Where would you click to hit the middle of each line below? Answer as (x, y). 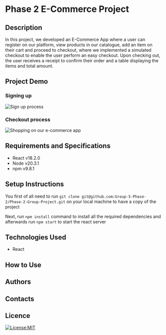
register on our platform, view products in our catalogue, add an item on (79, 45)
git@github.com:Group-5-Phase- (114, 197)
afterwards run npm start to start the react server (56, 222)
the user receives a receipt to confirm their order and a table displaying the (82, 60)
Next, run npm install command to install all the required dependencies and (83, 216)
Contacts (20, 299)
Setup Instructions (35, 184)
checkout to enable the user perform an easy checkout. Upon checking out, (83, 55)
